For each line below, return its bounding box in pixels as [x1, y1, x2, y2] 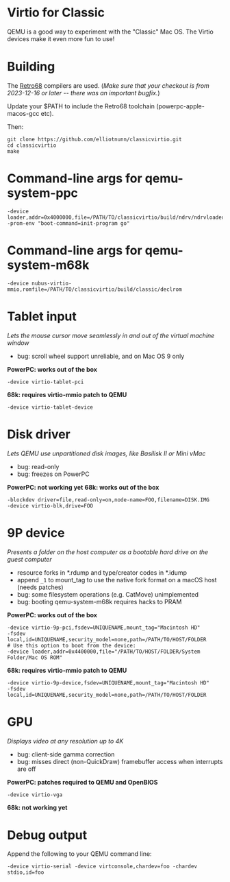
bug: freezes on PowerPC [16, 470, 90, 478]
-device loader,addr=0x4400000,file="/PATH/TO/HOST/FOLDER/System [7, 648, 201, 655]
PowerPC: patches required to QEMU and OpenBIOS [7, 778, 158, 786]
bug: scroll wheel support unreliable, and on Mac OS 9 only [16, 352, 185, 360]
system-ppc [7, 185, 79, 201]
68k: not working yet [7, 803, 68, 811]
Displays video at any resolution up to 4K [7, 737, 124, 745]
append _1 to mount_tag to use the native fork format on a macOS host [16, 575, 217, 584]
